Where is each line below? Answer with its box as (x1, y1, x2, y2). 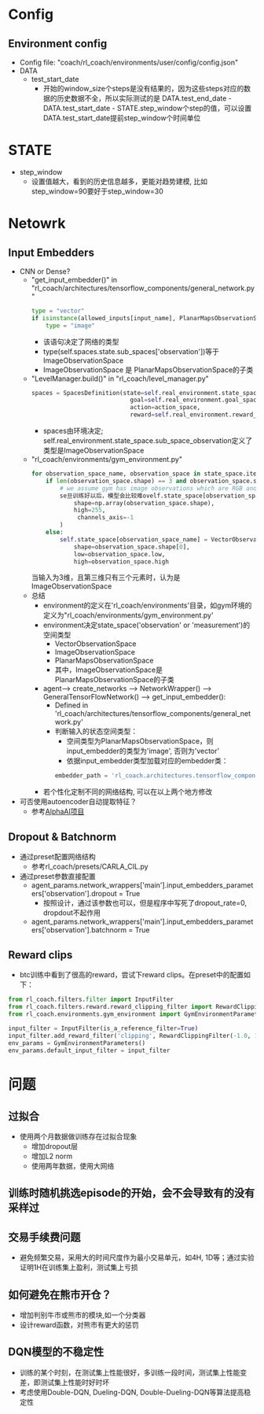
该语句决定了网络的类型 (42, 337, 119, 346)
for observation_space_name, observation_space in (31, 470, 201, 478)
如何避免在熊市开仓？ (8, 1288, 112, 1301)
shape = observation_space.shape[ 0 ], (73, 543, 190, 551)
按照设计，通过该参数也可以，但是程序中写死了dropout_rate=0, (42, 899, 247, 908)
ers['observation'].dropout (31, 889, 117, 899)
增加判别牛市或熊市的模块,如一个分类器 (19, 1310, 146, 1320)
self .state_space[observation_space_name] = (59, 535, 208, 544)
